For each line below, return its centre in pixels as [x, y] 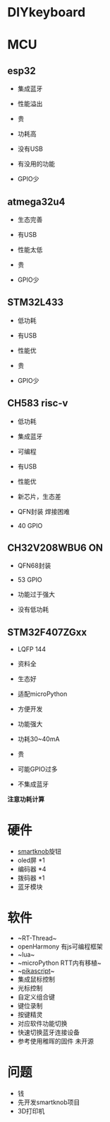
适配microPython [42, 694]
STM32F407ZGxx [47, 632]
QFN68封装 [34, 566]
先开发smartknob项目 [49, 1102]
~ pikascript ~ [36, 971]
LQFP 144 [31, 649]
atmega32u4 [36, 201]
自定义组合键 [36, 997]
